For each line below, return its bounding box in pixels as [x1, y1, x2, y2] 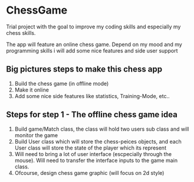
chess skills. [6, 29, 36, 36]
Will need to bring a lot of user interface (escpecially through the [14, 150, 172, 157]
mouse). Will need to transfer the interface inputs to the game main [14, 157, 178, 164]
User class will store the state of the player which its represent [14, 144, 167, 151]
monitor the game [14, 131, 58, 139]
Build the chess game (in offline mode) [14, 80, 109, 87]
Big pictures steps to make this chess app [6, 64, 163, 74]
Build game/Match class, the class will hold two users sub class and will [14, 125, 189, 132]
